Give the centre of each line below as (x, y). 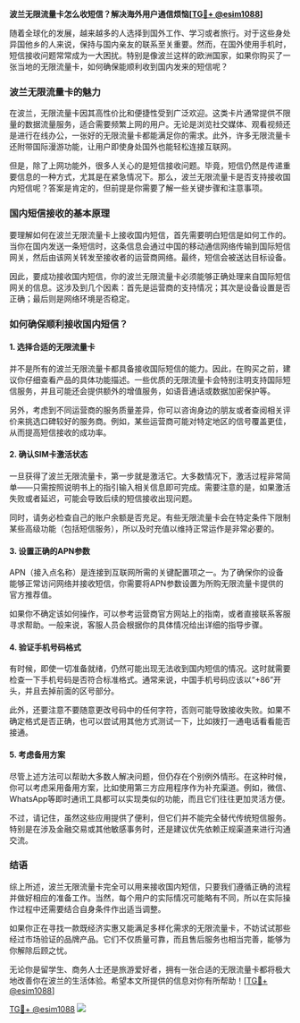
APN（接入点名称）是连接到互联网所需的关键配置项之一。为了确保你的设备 (146, 573)
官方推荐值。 (33, 595)
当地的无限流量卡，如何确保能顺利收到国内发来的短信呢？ (122, 67)
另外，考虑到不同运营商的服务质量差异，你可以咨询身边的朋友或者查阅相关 (146, 410)
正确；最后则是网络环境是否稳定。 (72, 298)
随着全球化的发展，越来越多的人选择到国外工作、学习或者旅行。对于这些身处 (150, 33)
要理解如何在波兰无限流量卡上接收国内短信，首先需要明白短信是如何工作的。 (150, 234)
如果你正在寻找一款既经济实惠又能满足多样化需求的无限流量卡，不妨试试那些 (150, 928)
